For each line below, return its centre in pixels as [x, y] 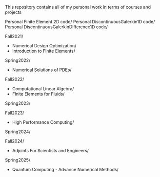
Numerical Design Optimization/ [44, 46]
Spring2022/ [18, 60]
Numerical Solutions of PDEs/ [42, 70]
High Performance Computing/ [43, 122]
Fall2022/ [15, 79]
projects [13, 12]
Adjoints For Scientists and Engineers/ [50, 150]
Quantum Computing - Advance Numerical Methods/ [65, 169]
